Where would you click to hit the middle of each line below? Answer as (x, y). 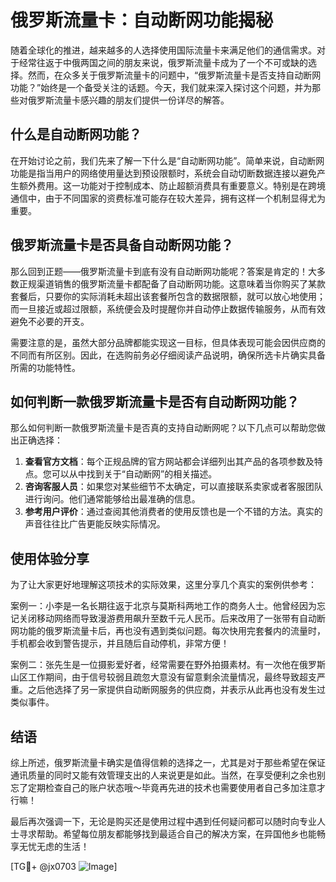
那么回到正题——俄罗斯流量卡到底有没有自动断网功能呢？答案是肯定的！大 (163, 271)
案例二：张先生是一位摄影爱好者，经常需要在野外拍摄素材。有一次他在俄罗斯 (168, 665)
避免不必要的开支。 (50, 321)
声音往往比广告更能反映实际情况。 (95, 524)
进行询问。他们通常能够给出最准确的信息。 (112, 499)
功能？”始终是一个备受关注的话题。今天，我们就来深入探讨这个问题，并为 (161, 87)
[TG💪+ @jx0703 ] (64, 866)
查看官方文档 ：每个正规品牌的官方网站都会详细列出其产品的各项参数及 (169, 462)
